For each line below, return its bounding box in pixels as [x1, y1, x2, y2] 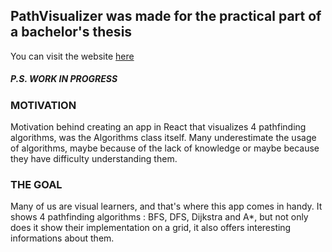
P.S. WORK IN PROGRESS [10, 73, 118, 85]
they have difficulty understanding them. [10, 153, 178, 165]
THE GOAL [10, 178, 63, 192]
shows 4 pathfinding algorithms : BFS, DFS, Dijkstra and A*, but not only [10, 211, 309, 223]
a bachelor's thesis [10, 24, 133, 41]
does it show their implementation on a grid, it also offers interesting [10, 222, 292, 234]
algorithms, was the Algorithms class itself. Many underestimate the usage [10, 132, 317, 144]
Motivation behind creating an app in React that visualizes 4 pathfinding [10, 121, 307, 133]
